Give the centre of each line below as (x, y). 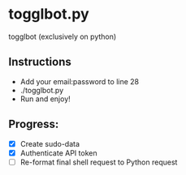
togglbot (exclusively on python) (63, 36)
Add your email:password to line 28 (80, 81)
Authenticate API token (58, 153)
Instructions (40, 62)
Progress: (34, 124)
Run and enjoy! (45, 99)
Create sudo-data (50, 143)
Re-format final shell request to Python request (99, 162)
